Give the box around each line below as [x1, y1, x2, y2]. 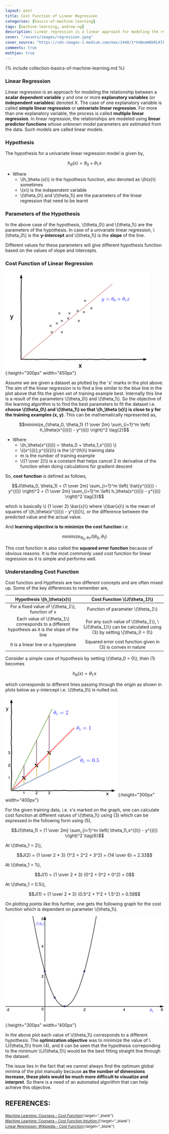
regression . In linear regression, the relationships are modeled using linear [5, 116, 161, 122]
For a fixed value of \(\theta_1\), [10, 603, 76, 609]
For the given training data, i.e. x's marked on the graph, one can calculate [5, 807, 159, 813]
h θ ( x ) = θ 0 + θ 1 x [67, 160, 102, 167]
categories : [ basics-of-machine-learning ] [5, 19, 96, 24]
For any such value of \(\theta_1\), [86, 619, 156, 625]
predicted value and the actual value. [5, 513, 82, 520]
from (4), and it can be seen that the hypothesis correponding [32, 1042, 161, 1049]
